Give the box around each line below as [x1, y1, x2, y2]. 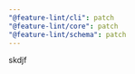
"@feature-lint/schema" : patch [8, 30, 127, 39]
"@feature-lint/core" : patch [8, 22, 119, 31]
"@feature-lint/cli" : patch [8, 13, 115, 23]
